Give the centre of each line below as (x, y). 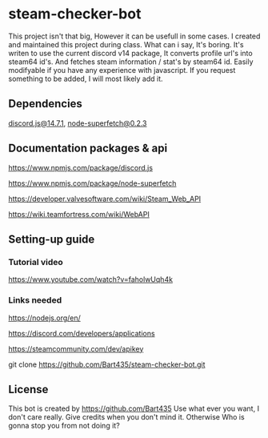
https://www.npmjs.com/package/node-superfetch (92, 183)
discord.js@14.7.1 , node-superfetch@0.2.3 (78, 123)
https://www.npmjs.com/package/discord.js (81, 167)
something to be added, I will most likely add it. (86, 78)
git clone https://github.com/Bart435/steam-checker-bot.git (107, 364)
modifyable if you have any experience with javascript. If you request (122, 70)
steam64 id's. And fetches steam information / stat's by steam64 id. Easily (131, 62)
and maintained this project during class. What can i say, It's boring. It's (126, 44)
